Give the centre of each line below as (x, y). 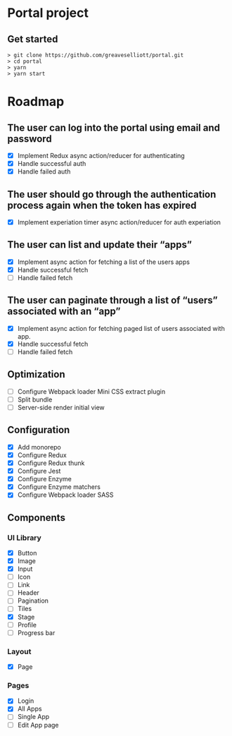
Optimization (36, 374)
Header (28, 593)
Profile (27, 625)
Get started (33, 39)
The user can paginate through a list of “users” (112, 300)
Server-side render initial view (61, 408)
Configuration (39, 430)
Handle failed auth (44, 171)
